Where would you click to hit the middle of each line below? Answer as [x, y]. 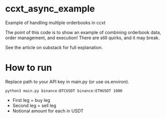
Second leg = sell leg [34, 105]
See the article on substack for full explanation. [54, 47]
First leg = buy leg [31, 100]
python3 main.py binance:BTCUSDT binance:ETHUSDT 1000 [64, 91]
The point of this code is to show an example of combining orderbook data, [83, 32]
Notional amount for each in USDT [48, 110]
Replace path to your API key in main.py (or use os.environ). [67, 81]
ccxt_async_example [50, 9]
